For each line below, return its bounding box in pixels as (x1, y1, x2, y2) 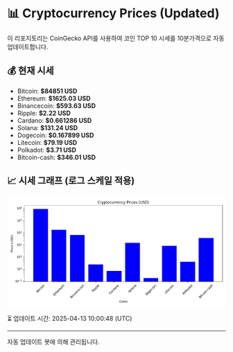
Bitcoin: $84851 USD (17, 87, 78, 95)
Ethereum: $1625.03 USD (17, 94, 92, 103)
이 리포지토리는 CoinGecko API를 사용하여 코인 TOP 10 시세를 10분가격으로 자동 (7, 34, 225, 42)
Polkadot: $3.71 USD (17, 146, 76, 154)
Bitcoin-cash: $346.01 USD (17, 153, 96, 161)
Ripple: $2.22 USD (17, 109, 71, 117)
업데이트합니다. (7, 42, 49, 51)
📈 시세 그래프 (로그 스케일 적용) (7, 175, 135, 187)
